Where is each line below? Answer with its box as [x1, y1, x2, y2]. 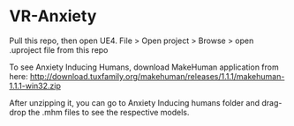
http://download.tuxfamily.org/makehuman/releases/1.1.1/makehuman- [29, 70, 285, 81]
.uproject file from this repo [9, 44, 109, 55]
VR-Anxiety [9, 6, 97, 26]
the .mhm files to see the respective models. [27, 107, 190, 117]
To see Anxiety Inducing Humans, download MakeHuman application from [9, 62, 280, 72]
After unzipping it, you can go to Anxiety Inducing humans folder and [9, 97, 260, 107]
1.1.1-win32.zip [9, 80, 62, 91]
